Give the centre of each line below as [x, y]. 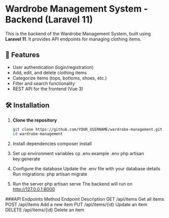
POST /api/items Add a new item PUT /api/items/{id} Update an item [76, 205]
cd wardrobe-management [38, 134]
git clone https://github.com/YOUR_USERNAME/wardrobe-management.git [88, 129]
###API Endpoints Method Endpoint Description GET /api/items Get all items [85, 199]
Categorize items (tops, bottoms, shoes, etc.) [60, 78]
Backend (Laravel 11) [49, 20]
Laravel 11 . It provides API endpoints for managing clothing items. [73, 39]
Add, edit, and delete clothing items [50, 72]
